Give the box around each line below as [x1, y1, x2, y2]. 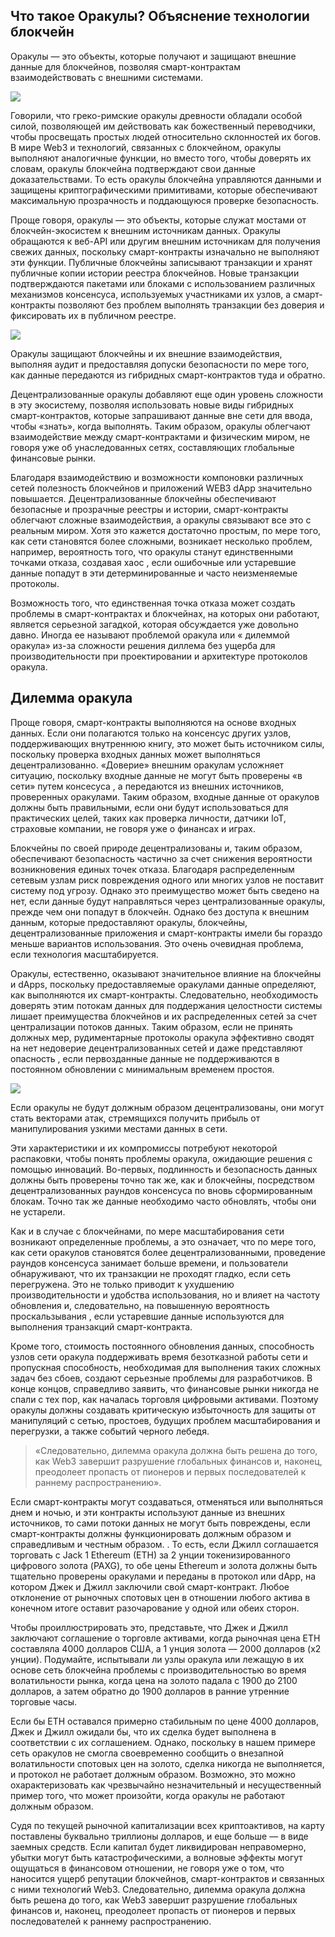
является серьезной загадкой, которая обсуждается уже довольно [10, 618, 299, 630]
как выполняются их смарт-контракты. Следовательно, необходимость [10, 989, 319, 1001]
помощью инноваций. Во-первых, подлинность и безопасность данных [10, 1163, 318, 1175]
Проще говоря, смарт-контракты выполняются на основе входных [10, 716, 297, 728]
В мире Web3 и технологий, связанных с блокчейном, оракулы [10, 141, 282, 153]
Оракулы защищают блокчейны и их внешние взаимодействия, [10, 347, 283, 359]
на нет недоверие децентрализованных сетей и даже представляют [10, 1042, 303, 1054]
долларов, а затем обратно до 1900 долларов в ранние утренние [10, 1685, 290, 1697]
